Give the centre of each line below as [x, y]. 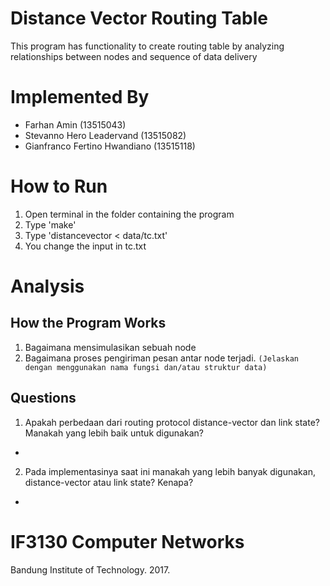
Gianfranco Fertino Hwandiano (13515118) [110, 146]
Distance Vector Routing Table [139, 18]
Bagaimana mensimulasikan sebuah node [110, 347]
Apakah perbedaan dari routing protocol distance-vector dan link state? [172, 422]
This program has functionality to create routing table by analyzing [147, 46]
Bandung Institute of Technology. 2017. [90, 569]
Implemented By [80, 97]
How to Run [59, 186]
